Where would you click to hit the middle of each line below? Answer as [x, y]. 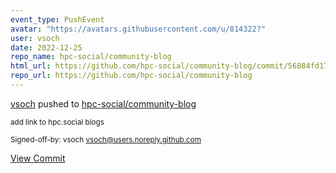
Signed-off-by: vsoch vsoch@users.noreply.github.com [106, 139]
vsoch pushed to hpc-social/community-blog [103, 103]
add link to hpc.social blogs [57, 122]
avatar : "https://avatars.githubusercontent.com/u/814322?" [138, 29]
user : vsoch [35, 38]
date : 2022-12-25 [46, 47]
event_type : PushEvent [57, 19]
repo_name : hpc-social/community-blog [91, 57]
